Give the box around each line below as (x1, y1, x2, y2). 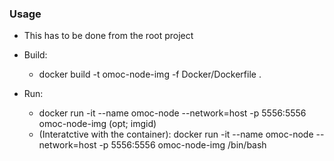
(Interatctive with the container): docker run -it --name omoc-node (38, 128, 314, 141)
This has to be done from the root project (23, 30, 194, 42)
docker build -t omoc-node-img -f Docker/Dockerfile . (38, 68, 262, 81)
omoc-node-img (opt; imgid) (38, 118, 157, 130)
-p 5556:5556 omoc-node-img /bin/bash (98, 139, 267, 151)
